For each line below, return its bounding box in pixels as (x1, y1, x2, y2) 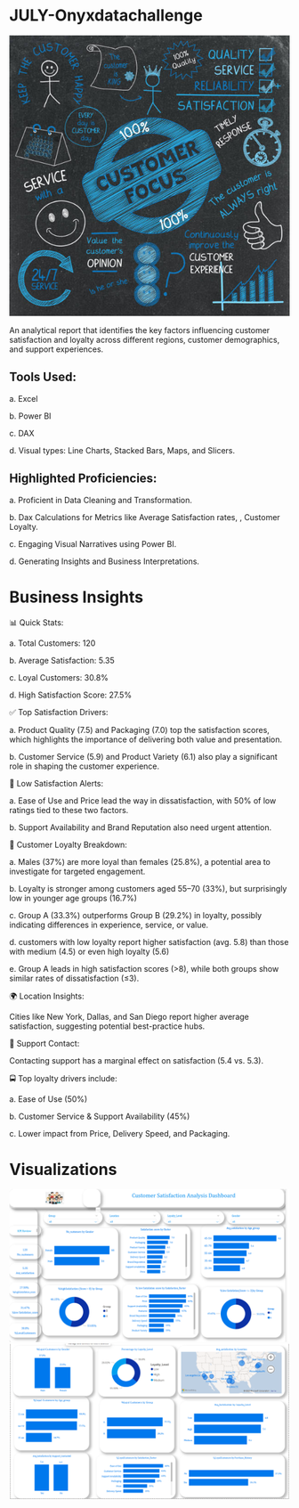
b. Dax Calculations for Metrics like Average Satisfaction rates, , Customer (9, 511, 280, 522)
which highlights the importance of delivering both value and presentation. (9, 734, 283, 745)
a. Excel (9, 393, 38, 403)
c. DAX (9, 428, 35, 438)
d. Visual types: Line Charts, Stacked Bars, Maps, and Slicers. (9, 444, 236, 455)
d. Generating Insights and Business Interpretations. (9, 556, 200, 567)
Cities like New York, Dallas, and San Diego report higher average (9, 1011, 249, 1022)
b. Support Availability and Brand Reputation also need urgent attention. (9, 821, 272, 833)
